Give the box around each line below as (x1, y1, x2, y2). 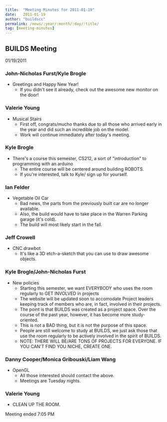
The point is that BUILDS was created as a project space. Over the (19, 306, 156, 312)
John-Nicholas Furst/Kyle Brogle (5, 70, 86, 77)
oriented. (19, 317, 39, 323)
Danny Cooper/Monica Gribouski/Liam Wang (5, 356, 116, 363)
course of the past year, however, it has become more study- (19, 311, 146, 317)
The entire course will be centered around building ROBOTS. (19, 166, 144, 172)
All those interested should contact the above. (19, 373, 115, 379)
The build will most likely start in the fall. (19, 221, 102, 227)
